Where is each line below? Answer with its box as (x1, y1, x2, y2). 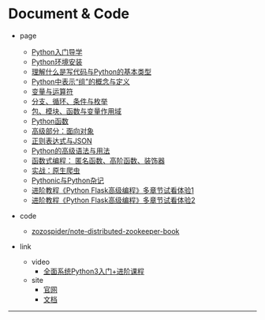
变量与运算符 (31, 86, 73, 96)
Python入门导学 (31, 47, 83, 56)
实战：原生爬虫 (31, 165, 80, 175)
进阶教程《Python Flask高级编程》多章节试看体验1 (31, 185, 195, 194)
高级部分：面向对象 (31, 126, 95, 135)
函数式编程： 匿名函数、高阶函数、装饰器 (31, 156, 166, 165)
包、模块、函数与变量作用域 (31, 106, 122, 115)
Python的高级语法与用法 (31, 145, 110, 155)
